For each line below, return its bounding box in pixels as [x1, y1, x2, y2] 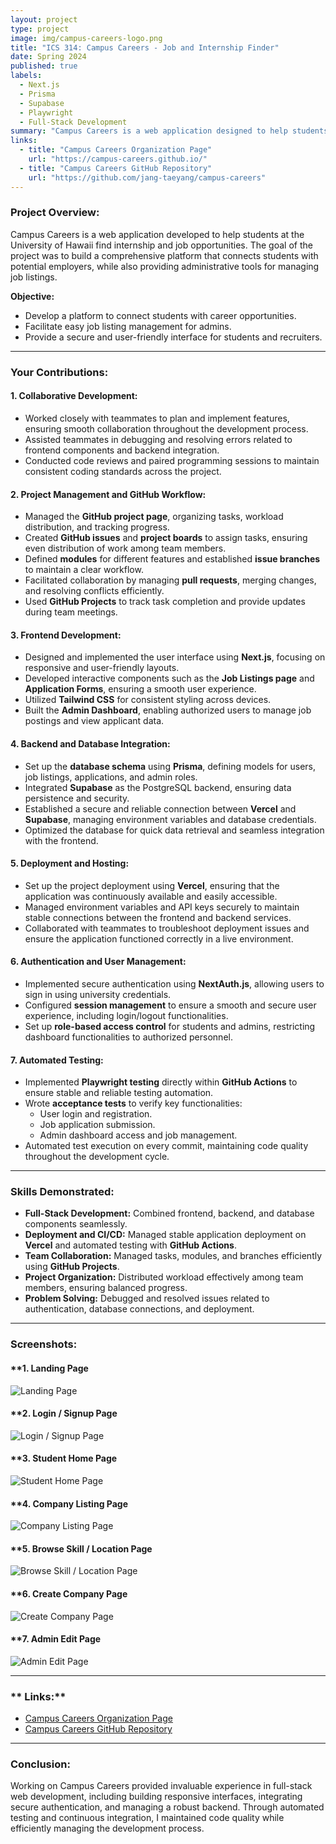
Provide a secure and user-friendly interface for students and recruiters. [24, 331, 323, 343]
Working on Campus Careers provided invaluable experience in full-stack [10, 1780, 313, 1792]
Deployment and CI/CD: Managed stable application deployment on [24, 1229, 307, 1241]
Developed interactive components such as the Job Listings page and [24, 672, 315, 685]
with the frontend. [24, 834, 99, 846]
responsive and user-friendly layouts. [24, 662, 180, 674]
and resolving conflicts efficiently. [24, 585, 165, 597]
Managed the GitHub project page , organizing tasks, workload [24, 511, 284, 523]
